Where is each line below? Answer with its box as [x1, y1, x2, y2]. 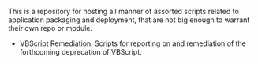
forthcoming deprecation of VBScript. [19, 47, 142, 56]
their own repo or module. [8, 24, 93, 32]
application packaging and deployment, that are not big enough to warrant [8, 15, 250, 24]
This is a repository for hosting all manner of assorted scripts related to [8, 7, 239, 16]
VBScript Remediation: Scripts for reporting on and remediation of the [19, 39, 247, 48]
